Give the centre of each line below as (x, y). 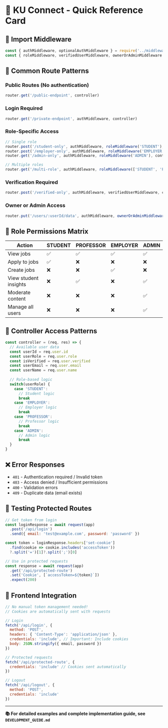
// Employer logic (37, 407)
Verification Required (32, 182)
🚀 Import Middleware (38, 39)
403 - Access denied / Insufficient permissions (60, 482)
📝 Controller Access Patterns (51, 331)
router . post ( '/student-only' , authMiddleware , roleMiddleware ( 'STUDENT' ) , (85, 146)
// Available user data (34, 347)
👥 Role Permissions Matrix (47, 231)
